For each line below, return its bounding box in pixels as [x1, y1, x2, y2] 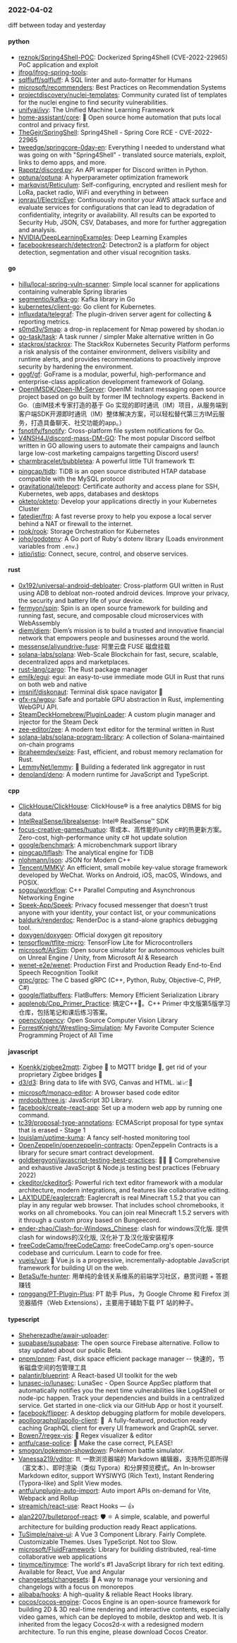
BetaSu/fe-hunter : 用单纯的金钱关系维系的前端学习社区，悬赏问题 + [18, 1272, 214, 1281]
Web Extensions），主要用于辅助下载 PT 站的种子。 [49, 1298, 197, 1307]
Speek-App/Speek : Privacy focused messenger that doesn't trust [18, 901, 208, 909]
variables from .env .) [18, 542, 80, 550]
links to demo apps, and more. [18, 157, 107, 167]
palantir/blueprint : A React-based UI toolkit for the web [18, 1371, 178, 1380]
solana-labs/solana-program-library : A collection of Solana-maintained [18, 732, 225, 741]
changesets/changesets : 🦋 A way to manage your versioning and [18, 1575, 208, 1583]
